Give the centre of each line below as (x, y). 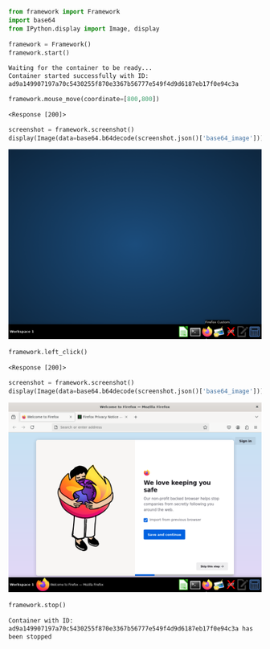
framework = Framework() (50, 44)
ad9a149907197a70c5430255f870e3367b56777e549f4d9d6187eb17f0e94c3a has (131, 629)
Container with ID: (41, 620)
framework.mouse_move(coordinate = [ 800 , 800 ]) (84, 100)
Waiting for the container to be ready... (80, 68)
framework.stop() (37, 605)
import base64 (32, 20)
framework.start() (39, 53)
